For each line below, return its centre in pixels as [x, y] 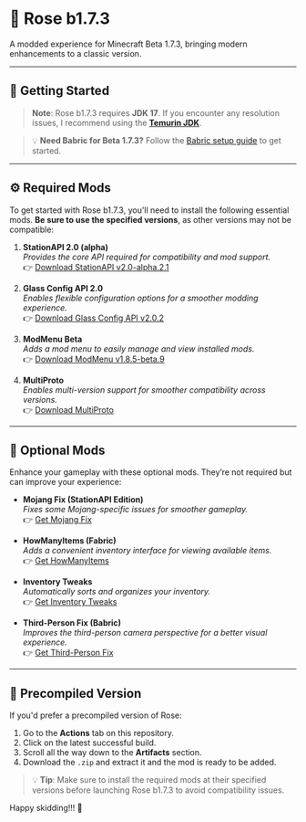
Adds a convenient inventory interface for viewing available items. [147, 551]
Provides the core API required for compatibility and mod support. [147, 257]
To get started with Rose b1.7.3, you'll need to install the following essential [149, 210]
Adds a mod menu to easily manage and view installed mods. [138, 348]
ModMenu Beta [52, 339]
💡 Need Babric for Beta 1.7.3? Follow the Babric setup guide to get [157, 140]
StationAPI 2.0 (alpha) [66, 247]
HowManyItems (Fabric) [69, 541]
